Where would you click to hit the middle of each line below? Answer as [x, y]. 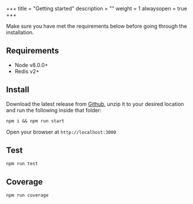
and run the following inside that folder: [54, 110]
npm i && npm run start [35, 121]
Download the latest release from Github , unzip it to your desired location [95, 104]
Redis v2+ [27, 71]
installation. [20, 32]
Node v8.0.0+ [31, 65]
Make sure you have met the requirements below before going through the [97, 26]
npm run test [22, 164]
